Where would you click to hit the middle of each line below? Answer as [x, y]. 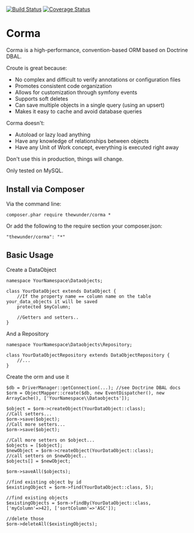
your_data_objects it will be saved [52, 302]
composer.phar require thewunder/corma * [59, 215]
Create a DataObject [31, 269]
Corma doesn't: [25, 123]
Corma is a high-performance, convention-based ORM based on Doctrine [97, 50]
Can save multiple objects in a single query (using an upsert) [90, 105]
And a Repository [28, 334]
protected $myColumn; [44, 307]
